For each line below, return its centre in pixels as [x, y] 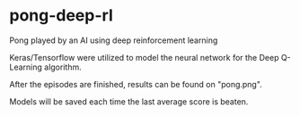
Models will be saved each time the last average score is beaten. [129, 101]
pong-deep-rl [62, 16]
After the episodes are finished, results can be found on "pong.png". [136, 84]
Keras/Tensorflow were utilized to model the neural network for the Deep [144, 57]
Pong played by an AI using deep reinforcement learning [114, 40]
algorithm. [63, 67]
